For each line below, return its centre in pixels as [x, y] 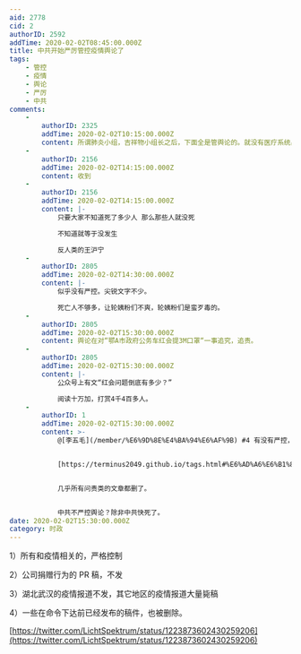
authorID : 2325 [70, 126]
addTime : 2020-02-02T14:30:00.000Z [108, 275]
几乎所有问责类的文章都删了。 [104, 488]
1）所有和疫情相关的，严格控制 [66, 555]
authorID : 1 [64, 416]
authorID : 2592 [38, 34]
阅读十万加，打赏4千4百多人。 [104, 399]
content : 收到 [66, 176]
